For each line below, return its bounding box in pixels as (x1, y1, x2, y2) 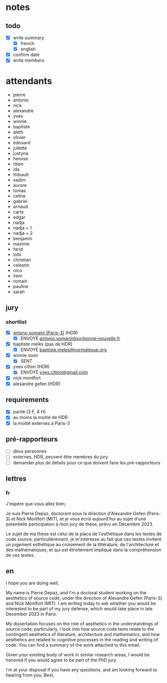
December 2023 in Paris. (6, 611, 57, 617)
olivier (13, 134, 26, 140)
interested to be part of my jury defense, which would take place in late (6, 606, 153, 612)
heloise (13, 156, 28, 162)
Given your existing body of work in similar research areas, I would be (6, 652, 150, 658)
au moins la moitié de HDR (13, 414, 68, 420)
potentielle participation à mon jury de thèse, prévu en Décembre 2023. (6, 521, 153, 527)
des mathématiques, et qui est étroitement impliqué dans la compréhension (6, 547, 161, 553)
